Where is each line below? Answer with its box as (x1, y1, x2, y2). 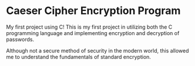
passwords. (6, 36, 34, 43)
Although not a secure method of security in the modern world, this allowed (6, 47, 189, 54)
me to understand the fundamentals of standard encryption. (6, 53, 152, 60)
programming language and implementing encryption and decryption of (6, 29, 180, 36)
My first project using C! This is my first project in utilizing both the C (6, 23, 173, 30)
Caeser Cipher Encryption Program (6, 4, 181, 18)
